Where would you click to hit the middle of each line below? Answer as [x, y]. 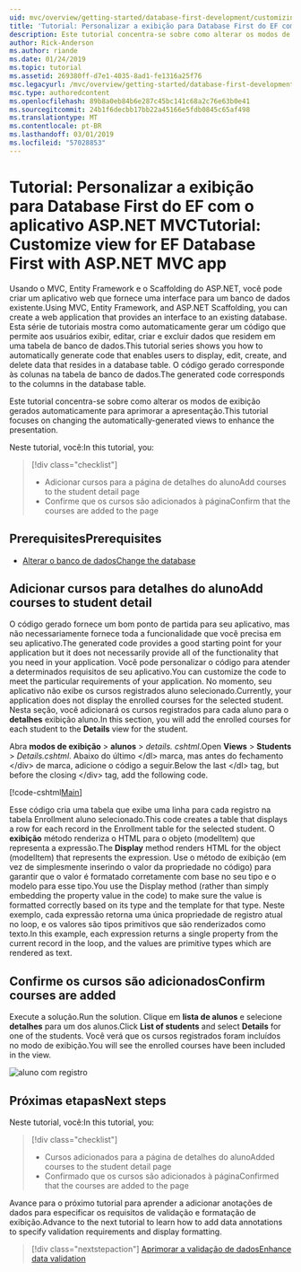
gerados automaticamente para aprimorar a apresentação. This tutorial [139, 410]
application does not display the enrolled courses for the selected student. [146, 700]
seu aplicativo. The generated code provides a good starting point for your [146, 644]
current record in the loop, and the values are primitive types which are [140, 943]
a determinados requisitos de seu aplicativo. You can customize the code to [148, 672]
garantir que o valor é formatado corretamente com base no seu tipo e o [143, 877]
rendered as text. [41, 953]
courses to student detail [81, 602]
